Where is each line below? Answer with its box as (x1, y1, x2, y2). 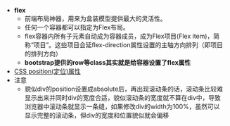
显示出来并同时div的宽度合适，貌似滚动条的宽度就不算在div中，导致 (24, 94, 222, 101)
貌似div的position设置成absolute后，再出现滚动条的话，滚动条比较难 (24, 84, 224, 93)
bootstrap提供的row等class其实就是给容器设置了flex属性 (24, 58, 191, 66)
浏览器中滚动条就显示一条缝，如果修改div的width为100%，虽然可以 (24, 102, 220, 111)
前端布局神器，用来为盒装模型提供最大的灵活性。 (24, 14, 167, 23)
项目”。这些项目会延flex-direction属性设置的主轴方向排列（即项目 (33, 41, 223, 49)
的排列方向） (24, 49, 62, 58)
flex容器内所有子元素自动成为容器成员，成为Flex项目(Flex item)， (24, 32, 214, 40)
